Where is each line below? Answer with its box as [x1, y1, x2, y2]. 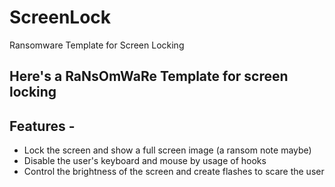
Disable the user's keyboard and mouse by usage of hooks [23, 155, 267, 167]
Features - [9, 117, 76, 135]
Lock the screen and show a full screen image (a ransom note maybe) [23, 144, 312, 156]
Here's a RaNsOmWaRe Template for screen [9, 68, 289, 85]
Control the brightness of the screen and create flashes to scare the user [23, 166, 325, 178]
